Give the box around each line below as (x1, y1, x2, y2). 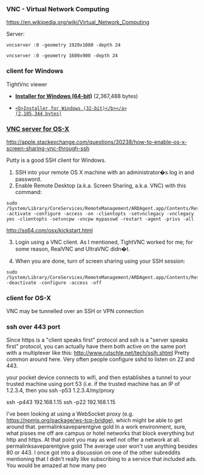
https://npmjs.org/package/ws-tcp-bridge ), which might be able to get (6, 417, 183, 424)
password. (15, 175, 42, 183)
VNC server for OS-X (6, 124, 70, 133)
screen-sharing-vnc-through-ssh (6, 144, 90, 152)
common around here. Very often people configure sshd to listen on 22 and (6, 355, 195, 363)
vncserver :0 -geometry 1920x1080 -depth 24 (6, 42, 121, 49)
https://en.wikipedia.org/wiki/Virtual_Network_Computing (6, 19, 150, 26)
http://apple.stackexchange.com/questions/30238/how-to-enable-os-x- (6, 138, 188, 146)
